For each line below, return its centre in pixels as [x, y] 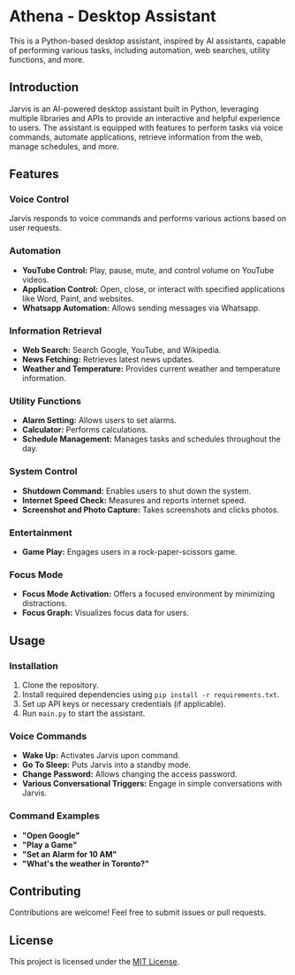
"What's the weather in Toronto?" [86, 864]
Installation [34, 665]
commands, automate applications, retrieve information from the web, [136, 137]
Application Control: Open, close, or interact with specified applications [153, 288]
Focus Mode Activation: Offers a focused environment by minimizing [148, 594]
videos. [35, 280]
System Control [43, 472]
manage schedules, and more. [64, 146]
